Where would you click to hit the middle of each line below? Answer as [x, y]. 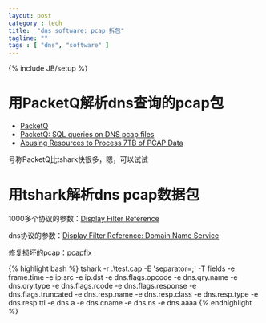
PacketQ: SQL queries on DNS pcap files [87, 135]
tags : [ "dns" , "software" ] [59, 46]
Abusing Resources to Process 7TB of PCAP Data [101, 143]
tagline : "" [28, 38]
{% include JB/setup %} [48, 68]
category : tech [35, 23]
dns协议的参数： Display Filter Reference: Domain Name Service [114, 236]
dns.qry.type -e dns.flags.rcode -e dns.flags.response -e [103, 286]
